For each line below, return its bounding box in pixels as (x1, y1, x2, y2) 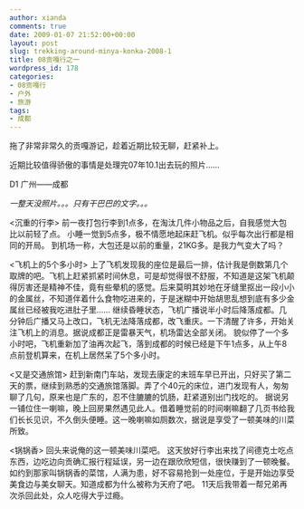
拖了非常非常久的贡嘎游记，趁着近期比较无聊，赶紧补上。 (9, 140, 223, 151)
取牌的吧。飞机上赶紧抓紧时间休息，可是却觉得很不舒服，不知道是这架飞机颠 (9, 271, 295, 282)
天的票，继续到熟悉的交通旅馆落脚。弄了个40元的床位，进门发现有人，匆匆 (9, 380, 290, 391)
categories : (9, 72, 54, 82)
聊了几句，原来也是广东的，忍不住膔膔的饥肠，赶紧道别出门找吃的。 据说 (9, 391, 281, 403)
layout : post (9, 38, 59, 48)
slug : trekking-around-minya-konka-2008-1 (9, 47, 172, 56)
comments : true (9, 22, 67, 31)
